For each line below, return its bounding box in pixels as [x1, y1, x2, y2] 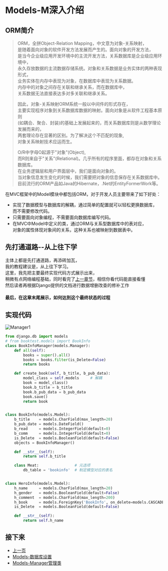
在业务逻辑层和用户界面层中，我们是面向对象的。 [17, 168, 118, 174]
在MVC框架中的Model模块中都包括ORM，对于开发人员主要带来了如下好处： [5, 191, 161, 197]
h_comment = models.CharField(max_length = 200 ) [14, 495, 115, 500]
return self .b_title [23, 454, 66, 459]
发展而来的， [17, 126, 44, 132]
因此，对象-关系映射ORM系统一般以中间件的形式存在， [17, 101, 131, 107]
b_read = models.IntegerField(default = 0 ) [14, 426, 111, 431]
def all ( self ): [14, 348, 46, 353]
